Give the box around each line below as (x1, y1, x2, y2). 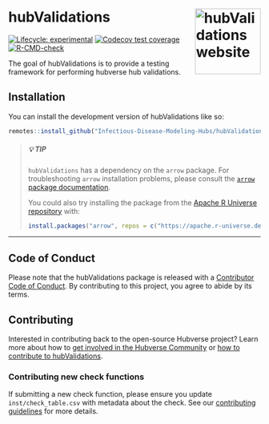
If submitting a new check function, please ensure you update (8, 390, 212, 399)
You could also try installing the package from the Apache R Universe (27, 197, 258, 208)
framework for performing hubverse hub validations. (8, 67, 182, 76)
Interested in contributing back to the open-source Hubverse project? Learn (8, 334, 259, 344)
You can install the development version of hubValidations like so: (8, 111, 224, 121)
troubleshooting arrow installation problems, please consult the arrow (27, 173, 255, 184)
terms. (8, 289, 30, 300)
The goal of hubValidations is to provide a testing (8, 59, 170, 68)
